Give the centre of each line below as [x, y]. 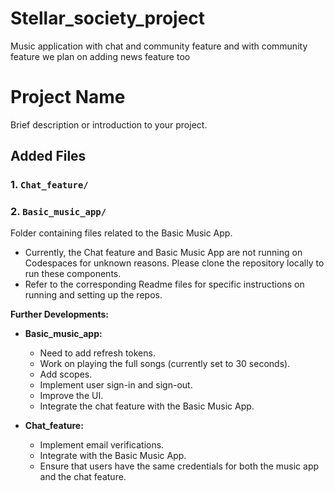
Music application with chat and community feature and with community [159, 46]
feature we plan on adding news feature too [100, 56]
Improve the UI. [71, 396]
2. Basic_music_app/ [58, 212]
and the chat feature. [83, 477]
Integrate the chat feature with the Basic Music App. [147, 406]
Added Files [48, 156]
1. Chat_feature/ [49, 185]
